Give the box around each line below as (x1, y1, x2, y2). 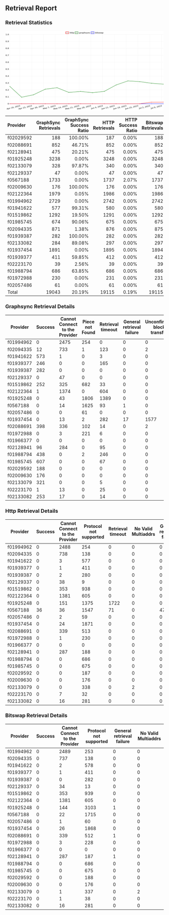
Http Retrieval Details (5, 508, 58, 515)
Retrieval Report (5, 4, 57, 13)
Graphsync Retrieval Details (5, 303, 75, 310)
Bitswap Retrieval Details (5, 712, 68, 719)
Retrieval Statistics (5, 19, 53, 26)
